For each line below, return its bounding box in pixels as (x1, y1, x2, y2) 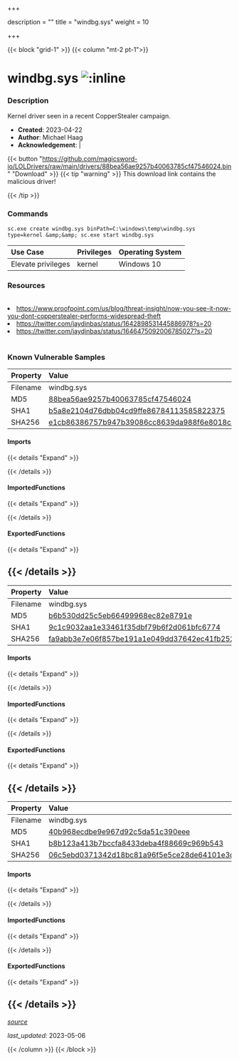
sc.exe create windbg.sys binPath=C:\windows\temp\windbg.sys (7, 225, 196, 232)
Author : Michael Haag (17, 133, 83, 142)
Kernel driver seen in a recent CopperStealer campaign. (7, 112, 171, 120)
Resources (7, 280, 46, 290)
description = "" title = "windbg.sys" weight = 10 (7, 18, 149, 26)
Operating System (118, 247, 182, 257)
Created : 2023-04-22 (17, 125, 83, 134)
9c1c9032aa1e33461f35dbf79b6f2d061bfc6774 (48, 622, 221, 632)
